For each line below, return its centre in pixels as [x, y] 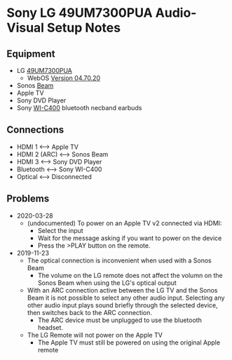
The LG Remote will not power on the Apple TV [95, 335]
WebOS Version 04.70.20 [64, 78]
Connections [35, 130]
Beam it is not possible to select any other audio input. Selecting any [126, 298]
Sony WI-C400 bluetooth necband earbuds [79, 108]
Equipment [31, 54]
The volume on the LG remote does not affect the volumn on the [130, 275]
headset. [50, 327]
